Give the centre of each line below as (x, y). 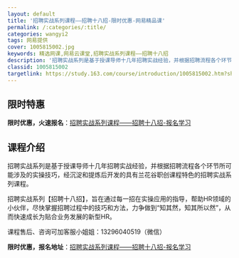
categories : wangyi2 (38, 34)
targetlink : (25, 73)
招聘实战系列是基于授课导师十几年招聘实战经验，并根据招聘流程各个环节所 (116, 166)
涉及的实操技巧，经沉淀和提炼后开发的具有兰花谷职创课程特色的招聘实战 (119, 175)
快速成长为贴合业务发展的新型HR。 (64, 217)
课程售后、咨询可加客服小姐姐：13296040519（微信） (86, 232)
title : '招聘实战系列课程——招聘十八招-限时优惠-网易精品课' (86, 21)
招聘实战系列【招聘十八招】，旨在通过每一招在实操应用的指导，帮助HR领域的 (119, 199)
